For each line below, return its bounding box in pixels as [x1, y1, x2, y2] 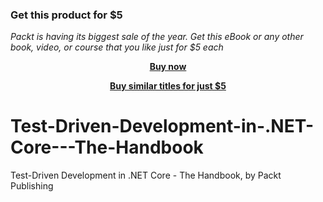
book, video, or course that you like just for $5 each [10, 41, 224, 53]
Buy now [149, 61, 187, 73]
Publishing [10, 180, 54, 192]
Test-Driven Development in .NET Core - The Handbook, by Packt [10, 169, 282, 182]
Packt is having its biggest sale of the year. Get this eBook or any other [10, 31, 304, 43]
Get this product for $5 [10, 8, 123, 22]
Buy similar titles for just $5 [109, 80, 227, 92]
